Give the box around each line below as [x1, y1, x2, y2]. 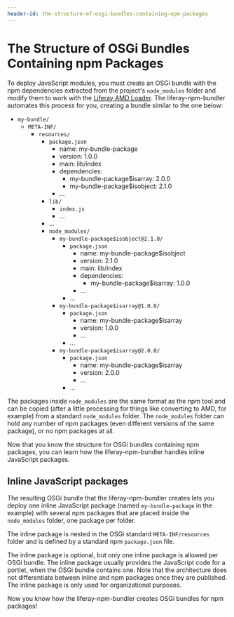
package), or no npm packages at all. [7, 426, 115, 435]
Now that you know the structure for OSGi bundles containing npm [7, 440, 200, 449]
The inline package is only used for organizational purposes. [7, 580, 182, 590]
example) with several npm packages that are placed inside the [7, 509, 190, 517]
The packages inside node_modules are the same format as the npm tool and [7, 397, 226, 405]
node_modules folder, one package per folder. [7, 517, 136, 525]
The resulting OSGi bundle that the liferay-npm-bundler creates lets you [7, 494, 215, 503]
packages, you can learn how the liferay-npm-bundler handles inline [7, 447, 205, 456]
